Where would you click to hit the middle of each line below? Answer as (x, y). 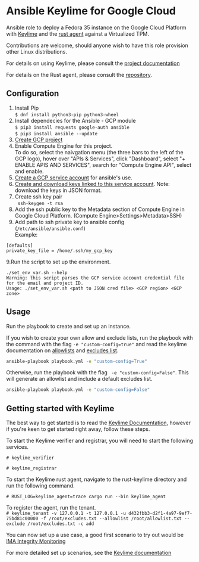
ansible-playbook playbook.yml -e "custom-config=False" (78, 390)
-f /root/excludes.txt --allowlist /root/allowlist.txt (111, 519)
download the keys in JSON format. (58, 190)
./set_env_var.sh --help (37, 272)
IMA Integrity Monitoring (36, 541)
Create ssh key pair (39, 196)
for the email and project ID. (45, 283)
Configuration (33, 94)
